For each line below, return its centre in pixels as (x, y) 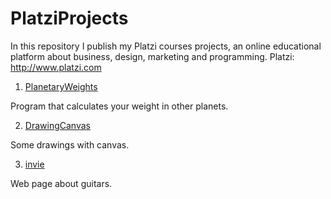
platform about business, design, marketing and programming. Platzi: (152, 56)
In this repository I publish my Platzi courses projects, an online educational (166, 46)
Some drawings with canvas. (70, 144)
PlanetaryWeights (61, 86)
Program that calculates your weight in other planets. (119, 106)
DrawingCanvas (57, 125)
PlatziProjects (69, 18)
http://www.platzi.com (56, 67)
